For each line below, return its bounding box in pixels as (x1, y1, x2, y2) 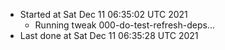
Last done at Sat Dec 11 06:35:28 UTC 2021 (19, 30, 199, 41)
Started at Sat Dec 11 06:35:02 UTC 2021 (19, 9, 188, 20)
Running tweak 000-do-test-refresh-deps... (34, 19, 215, 31)
